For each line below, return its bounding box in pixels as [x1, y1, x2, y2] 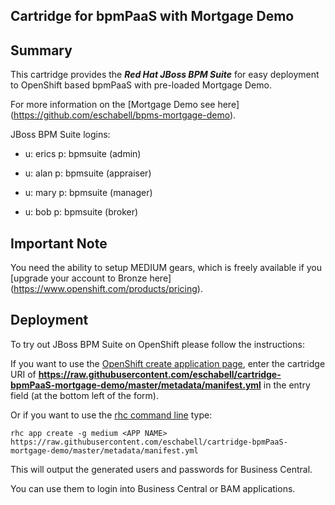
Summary [10, 42, 73, 59]
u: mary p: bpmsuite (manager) [24, 187, 153, 199]
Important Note [10, 235, 108, 252]
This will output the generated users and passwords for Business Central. [10, 463, 313, 475]
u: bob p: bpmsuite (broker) [24, 206, 139, 218]
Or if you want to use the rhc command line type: [10, 409, 213, 421]
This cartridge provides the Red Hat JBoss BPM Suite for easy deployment [10, 69, 320, 81]
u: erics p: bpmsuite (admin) [24, 148, 142, 160]
